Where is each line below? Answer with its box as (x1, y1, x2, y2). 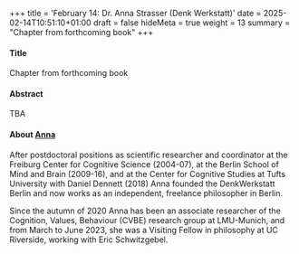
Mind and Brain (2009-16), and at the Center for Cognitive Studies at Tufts (9, 168, 286, 179)
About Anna (9, 129, 56, 139)
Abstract (9, 88, 43, 99)
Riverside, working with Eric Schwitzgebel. (9, 234, 169, 245)
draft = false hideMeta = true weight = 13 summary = (93, 17, 291, 28)
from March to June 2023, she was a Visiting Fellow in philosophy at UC (9, 224, 279, 235)
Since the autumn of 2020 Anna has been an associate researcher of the (9, 205, 281, 216)
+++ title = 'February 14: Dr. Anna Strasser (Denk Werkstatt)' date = (9, 8, 262, 18)
